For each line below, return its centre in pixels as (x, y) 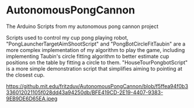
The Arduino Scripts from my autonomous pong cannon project (82, 26)
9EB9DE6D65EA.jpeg (32, 98)
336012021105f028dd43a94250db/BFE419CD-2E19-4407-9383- (85, 92)
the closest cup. (25, 75)
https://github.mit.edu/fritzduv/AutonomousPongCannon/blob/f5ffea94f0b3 (97, 86)
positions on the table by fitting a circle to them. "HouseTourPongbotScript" (97, 62)
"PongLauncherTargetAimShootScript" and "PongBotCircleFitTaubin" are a (96, 44)
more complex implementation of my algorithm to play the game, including (96, 50)
